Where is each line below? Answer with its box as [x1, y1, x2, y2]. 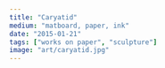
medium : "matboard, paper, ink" [9, 21, 129, 30]
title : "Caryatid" [9, 12, 78, 22]
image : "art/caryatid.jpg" [9, 46, 110, 55]
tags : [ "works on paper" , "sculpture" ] [9, 37, 158, 47]
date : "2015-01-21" [9, 29, 82, 38]
